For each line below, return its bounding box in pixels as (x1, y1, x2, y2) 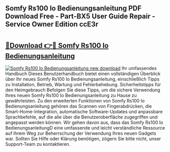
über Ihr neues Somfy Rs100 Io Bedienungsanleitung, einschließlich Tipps (5, 76, 160, 82)
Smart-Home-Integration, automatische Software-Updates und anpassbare (5, 109, 163, 114)
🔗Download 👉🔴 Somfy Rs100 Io (5, 41, 109, 50)
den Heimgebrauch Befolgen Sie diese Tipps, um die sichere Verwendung (5, 87, 160, 93)
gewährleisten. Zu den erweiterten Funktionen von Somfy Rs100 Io (5, 98, 145, 104)
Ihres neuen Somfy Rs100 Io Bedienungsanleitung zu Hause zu (5, 92, 137, 98)
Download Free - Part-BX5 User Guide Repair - (5, 12, 155, 21)
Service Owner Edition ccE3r (5, 20, 98, 29)
